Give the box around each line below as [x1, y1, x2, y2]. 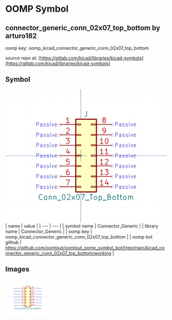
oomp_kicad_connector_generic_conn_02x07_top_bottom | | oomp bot [5, 233, 153, 240]
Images [5, 265, 30, 273]
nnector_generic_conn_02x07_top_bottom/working [5, 250, 112, 256]
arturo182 [5, 31, 37, 40]
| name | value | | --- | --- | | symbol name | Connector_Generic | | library [5, 223, 159, 229]
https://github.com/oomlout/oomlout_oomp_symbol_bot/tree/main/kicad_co [5, 244, 165, 251]
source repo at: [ [5, 55, 40, 61]
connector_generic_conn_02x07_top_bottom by [5, 24, 160, 32]
